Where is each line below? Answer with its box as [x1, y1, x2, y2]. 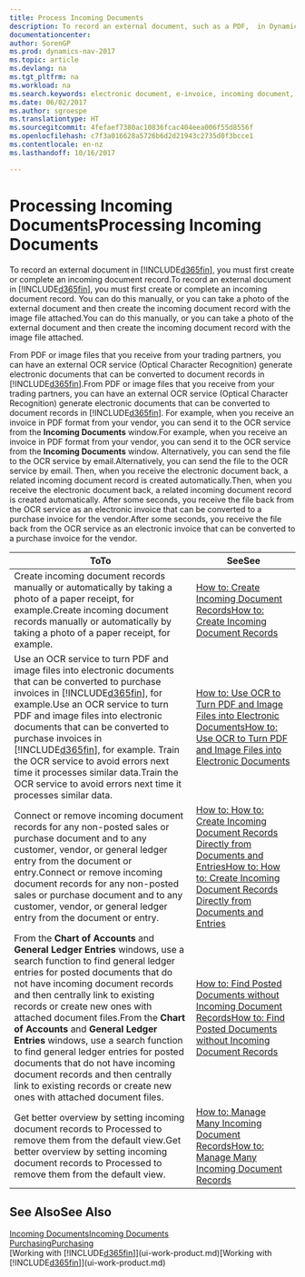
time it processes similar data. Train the [14, 766, 179, 778]
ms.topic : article [9, 55, 79, 64]
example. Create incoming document [14, 603, 170, 616]
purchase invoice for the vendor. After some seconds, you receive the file [9, 513, 282, 524]
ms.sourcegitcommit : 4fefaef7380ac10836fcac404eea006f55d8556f [9, 124, 254, 133]
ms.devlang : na [9, 64, 67, 74]
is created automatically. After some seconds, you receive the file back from [9, 494, 295, 505]
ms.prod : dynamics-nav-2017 [9, 47, 116, 56]
